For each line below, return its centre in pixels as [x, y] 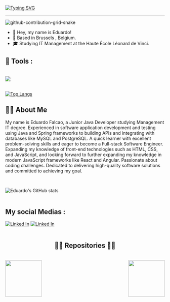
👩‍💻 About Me [26, 110]
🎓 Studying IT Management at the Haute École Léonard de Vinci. [81, 43]
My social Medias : [35, 212]
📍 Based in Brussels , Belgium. [44, 38]
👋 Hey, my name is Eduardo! [42, 32]
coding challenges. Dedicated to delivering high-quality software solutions [83, 165]
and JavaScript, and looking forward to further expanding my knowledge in [83, 155]
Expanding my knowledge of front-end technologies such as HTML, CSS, [82, 149]
